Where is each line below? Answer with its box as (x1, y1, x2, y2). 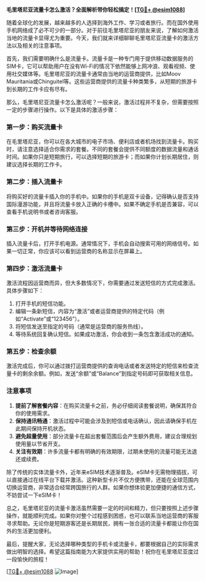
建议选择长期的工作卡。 (6, 161, 65, 168)
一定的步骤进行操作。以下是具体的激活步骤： (6, 106, 119, 113)
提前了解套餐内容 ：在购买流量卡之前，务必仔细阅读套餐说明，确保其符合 (15, 402, 197, 409)
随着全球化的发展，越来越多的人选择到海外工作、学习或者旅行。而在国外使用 (6, 19, 199, 26)
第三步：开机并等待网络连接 (6, 224, 88, 233)
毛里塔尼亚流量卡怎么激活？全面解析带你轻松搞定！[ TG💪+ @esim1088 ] (6, 6, 185, 13)
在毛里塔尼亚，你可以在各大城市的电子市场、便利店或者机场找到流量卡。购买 (6, 138, 199, 146)
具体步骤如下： (6, 287, 44, 294)
